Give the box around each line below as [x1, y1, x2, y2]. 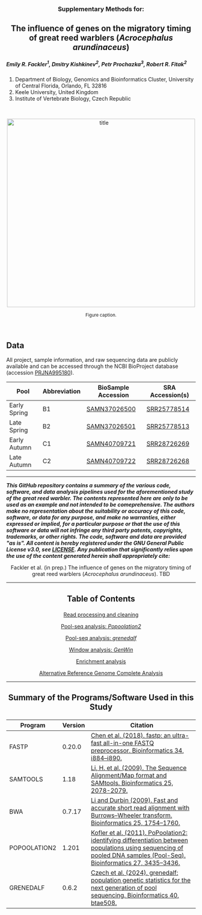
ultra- [172, 731, 189, 739]
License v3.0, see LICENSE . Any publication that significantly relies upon [6, 546, 193, 553]
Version [62, 721, 85, 729]
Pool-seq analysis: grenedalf [65, 634, 137, 641]
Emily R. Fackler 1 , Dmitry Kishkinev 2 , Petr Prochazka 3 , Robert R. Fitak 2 [6, 60, 188, 68]
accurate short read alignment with [91, 803, 190, 812]
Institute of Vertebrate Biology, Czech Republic [14, 95, 131, 103]
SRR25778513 [146, 422, 189, 431]
